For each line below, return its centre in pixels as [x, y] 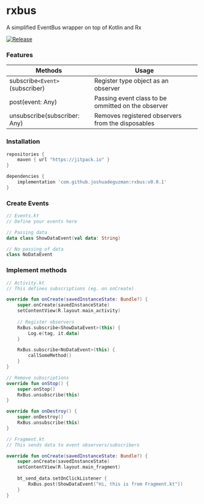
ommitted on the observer [131, 106]
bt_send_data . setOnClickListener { [62, 478]
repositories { [25, 154]
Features [20, 55]
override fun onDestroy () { [42, 411]
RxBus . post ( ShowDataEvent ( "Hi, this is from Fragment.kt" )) [106, 484]
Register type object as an [131, 81]
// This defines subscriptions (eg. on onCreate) [70, 288]
